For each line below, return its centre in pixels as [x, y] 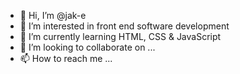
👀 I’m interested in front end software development [124, 26]
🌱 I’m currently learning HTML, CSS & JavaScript [120, 36]
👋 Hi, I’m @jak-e [53, 15]
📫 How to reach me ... [66, 58]
